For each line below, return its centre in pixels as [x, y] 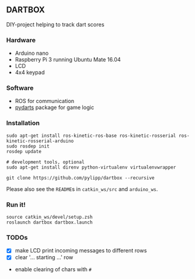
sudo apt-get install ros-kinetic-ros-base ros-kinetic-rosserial [91, 136]
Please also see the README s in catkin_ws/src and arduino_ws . [82, 189]
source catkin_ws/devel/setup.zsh [50, 217]
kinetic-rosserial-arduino [40, 141]
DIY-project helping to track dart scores [55, 24]
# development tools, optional [45, 162]
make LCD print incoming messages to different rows [81, 251]
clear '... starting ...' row [44, 257]
